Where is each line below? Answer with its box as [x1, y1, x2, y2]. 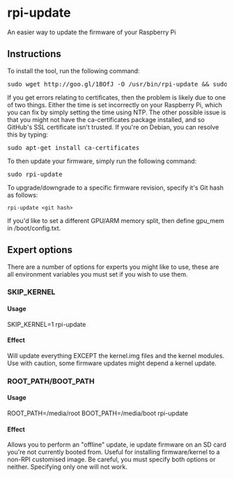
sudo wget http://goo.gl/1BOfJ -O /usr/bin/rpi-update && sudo [7, 80, 228, 88]
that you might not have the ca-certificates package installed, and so [7, 115, 205, 123]
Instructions [7, 48, 61, 60]
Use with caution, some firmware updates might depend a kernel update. [7, 359, 217, 367]
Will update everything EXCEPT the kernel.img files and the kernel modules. [7, 351, 225, 360]
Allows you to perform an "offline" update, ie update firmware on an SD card [7, 440, 226, 449]
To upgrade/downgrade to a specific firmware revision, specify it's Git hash [7, 183, 224, 192]
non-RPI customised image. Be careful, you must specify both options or [7, 455, 216, 464]
